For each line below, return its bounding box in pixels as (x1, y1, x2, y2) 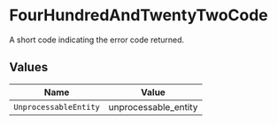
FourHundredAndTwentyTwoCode (9, 5, 268, 26)
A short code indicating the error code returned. (9, 34, 185, 45)
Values (9, 60, 49, 75)
